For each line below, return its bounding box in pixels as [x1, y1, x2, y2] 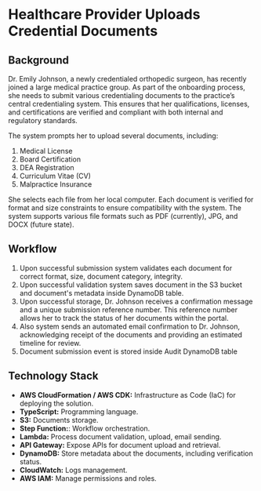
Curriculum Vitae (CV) [19, 171, 92, 180]
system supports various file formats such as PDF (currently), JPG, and [8, 212, 238, 220]
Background [8, 53, 69, 67]
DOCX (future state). [8, 220, 74, 229]
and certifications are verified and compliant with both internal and [8, 107, 223, 117]
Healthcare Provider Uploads [8, 5, 201, 24]
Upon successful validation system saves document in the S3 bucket [19, 280, 243, 289]
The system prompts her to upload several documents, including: [8, 131, 219, 140]
